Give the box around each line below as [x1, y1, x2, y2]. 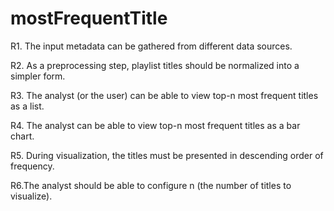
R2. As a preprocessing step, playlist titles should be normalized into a [10, 59, 300, 71]
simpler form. [10, 70, 66, 82]
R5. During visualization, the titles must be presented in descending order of [10, 149, 324, 161]
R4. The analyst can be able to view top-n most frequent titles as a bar [10, 119, 301, 131]
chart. [10, 130, 35, 142]
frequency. [10, 160, 55, 172]
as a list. [10, 100, 45, 112]
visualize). [10, 190, 53, 202]
